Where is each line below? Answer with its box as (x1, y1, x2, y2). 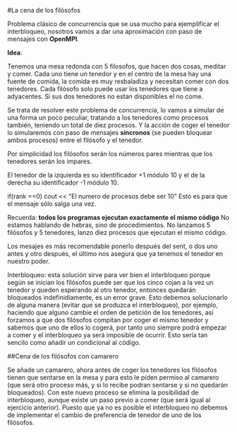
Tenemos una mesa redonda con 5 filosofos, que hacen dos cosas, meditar (7, 62, 226, 70)
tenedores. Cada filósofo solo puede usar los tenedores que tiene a (7, 85, 203, 93)
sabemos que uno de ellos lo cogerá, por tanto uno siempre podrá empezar (7, 323, 227, 332)
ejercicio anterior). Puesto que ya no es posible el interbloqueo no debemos (7, 403, 228, 411)
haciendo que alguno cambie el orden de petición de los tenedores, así (7, 308, 214, 317)
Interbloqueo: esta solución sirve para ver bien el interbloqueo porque (7, 271, 211, 279)
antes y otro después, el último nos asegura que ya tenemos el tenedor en (7, 250, 224, 257)
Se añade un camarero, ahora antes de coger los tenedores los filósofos (7, 366, 217, 374)
